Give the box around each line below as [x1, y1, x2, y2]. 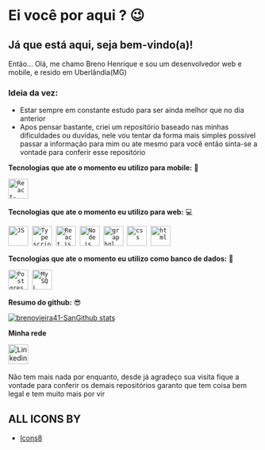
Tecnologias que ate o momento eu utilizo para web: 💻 [8, 208, 193, 217]
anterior [19, 114, 46, 123]
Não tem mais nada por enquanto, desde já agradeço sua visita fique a [8, 372, 240, 382]
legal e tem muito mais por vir [8, 389, 106, 399]
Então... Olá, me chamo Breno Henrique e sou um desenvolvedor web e [8, 59, 242, 68]
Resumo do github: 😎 [8, 297, 82, 308]
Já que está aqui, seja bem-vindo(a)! [8, 38, 194, 52]
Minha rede [8, 328, 47, 338]
